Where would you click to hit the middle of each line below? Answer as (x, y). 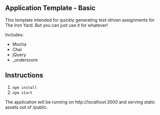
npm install (24, 87)
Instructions (24, 75)
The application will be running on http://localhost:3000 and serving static (80, 102)
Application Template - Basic (50, 8)
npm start (22, 93)
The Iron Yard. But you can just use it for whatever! (57, 25)
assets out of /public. (27, 107)
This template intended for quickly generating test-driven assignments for (80, 20)
